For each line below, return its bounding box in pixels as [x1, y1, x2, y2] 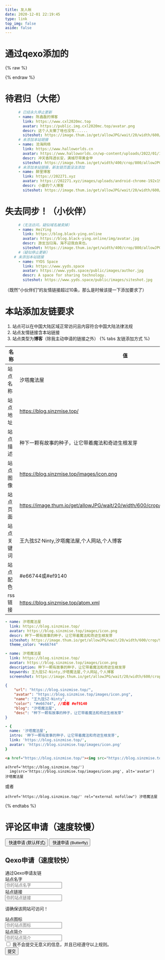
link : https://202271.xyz [23, 174, 76, 179]
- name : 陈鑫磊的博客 [18, 114, 58, 119]
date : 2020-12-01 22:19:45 [5, 12, 60, 17]
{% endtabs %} [5, 803, 36, 809]
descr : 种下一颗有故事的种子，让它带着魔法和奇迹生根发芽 [9, 633, 113, 638]
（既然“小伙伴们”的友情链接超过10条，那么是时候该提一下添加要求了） [5, 287, 147, 293]
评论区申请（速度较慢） [5, 822, 100, 833]
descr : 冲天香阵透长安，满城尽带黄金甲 [23, 156, 93, 161]
